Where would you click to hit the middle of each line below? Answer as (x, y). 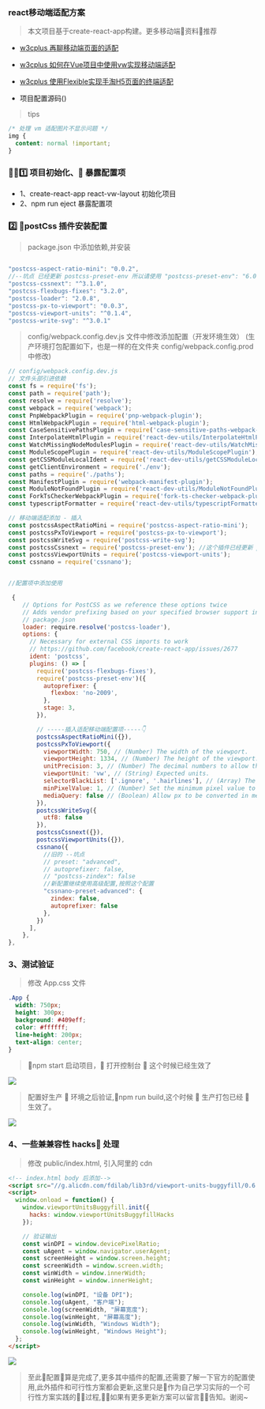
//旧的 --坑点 (64, 854)
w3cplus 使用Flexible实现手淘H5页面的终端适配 (96, 81)
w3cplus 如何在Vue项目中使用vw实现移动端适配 (97, 65)
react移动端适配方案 (47, 12)
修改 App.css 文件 (57, 983)
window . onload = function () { (65, 1200)
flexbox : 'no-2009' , (84, 693)
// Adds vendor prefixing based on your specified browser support (135, 612)
